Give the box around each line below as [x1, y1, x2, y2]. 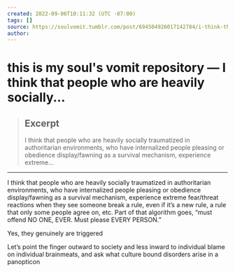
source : [7, 23, 30, 30]
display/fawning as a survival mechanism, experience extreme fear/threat [7, 193, 219, 202]
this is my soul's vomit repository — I [7, 60, 226, 76]
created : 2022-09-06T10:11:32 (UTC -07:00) [7, 10, 136, 17]
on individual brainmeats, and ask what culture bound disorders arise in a [7, 250, 219, 259]
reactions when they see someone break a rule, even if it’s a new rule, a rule [7, 201, 227, 209]
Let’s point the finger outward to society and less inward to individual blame [7, 243, 225, 251]
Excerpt [24, 117, 59, 129]
